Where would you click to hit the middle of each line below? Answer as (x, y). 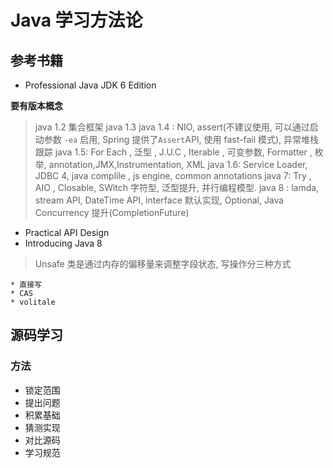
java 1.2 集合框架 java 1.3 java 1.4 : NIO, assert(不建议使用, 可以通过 (172, 127)
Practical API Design (67, 232)
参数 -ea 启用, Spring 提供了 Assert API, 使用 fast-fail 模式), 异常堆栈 (181, 139)
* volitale (33, 302)
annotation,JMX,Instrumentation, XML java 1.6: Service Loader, (178, 164)
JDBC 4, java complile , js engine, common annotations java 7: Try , (173, 175)
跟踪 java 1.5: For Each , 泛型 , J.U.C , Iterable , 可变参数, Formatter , (173, 152)
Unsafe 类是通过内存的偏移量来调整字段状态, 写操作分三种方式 (163, 264)
